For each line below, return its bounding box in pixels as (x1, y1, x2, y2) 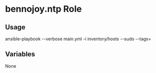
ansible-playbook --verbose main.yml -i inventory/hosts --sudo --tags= (5, 36, 152, 42)
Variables (5, 50, 36, 58)
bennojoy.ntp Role (5, 3, 82, 15)
